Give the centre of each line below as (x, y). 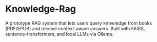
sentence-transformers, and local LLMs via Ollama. (60, 34)
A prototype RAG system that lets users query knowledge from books (79, 23)
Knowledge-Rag (41, 9)
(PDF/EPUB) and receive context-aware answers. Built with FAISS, (75, 28)
